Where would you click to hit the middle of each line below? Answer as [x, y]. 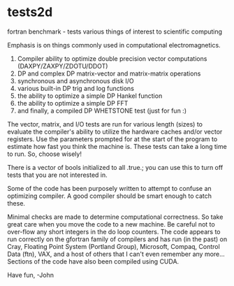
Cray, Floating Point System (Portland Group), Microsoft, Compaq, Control [114, 246]
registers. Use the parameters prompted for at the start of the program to [112, 139]
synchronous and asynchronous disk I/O [75, 80]
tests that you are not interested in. [58, 175]
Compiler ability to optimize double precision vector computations [112, 58]
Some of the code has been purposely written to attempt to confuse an [109, 188]
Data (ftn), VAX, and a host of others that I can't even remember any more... [116, 254]
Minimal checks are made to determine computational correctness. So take [115, 217]
